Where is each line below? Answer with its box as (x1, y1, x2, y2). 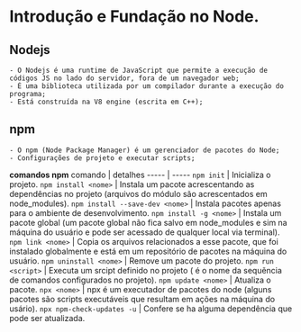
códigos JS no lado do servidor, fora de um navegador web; (9, 74, 241, 83)
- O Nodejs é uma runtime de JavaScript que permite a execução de (9, 66, 269, 75)
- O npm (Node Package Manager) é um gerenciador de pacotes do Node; (9, 146, 280, 155)
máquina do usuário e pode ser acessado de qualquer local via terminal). (9, 227, 280, 238)
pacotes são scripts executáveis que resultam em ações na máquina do (9, 293, 276, 304)
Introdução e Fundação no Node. (9, 6, 260, 27)
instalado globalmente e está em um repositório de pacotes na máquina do (9, 246, 287, 256)
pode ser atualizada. (9, 312, 86, 323)
